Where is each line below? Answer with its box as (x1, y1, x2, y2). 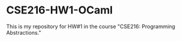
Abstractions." (6, 29, 41, 36)
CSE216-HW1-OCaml (6, 4, 113, 17)
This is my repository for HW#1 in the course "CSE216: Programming (6, 23, 176, 30)
